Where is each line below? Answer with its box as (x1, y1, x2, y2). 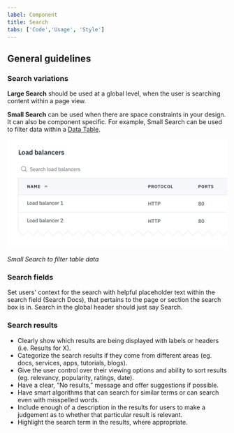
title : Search (7, 18, 49, 26)
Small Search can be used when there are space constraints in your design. (7, 110, 226, 119)
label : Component (7, 11, 58, 18)
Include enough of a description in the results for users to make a (17, 403, 206, 411)
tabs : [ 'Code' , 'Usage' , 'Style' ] (7, 26, 105, 33)
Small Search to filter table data (7, 255, 99, 264)
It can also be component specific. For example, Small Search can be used (7, 118, 222, 126)
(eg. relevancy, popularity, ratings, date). (17, 373, 135, 381)
